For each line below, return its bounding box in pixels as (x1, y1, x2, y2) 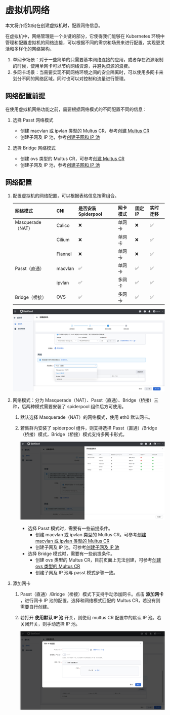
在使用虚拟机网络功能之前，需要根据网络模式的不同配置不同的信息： (5, 106, 147, 112)
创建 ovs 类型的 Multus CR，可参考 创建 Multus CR (20, 155, 125, 162)
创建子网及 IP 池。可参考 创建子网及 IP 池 (35, 544, 120, 550)
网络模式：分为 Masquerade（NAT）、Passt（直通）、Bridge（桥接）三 (12, 397, 159, 403)
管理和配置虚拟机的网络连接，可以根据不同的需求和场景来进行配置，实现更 (5, 39, 160, 46)
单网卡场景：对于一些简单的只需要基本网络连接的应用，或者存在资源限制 (12, 56, 163, 62)
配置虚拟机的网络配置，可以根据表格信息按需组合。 (12, 192, 119, 198)
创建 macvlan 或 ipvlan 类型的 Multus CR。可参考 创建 (35, 531, 147, 537)
